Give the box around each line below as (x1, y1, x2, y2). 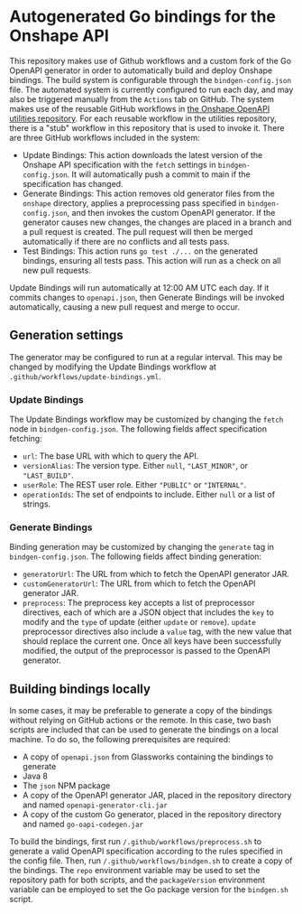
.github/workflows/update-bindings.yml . (9, 370, 161, 381)
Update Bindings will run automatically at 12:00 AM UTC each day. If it (9, 282, 270, 293)
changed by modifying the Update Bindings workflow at (9, 361, 216, 372)
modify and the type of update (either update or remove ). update (22, 617, 257, 628)
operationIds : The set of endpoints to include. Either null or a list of (22, 489, 276, 500)
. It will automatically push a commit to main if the (67, 169, 251, 180)
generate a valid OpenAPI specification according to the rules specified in (9, 846, 283, 857)
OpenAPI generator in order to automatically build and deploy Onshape (9, 65, 273, 76)
